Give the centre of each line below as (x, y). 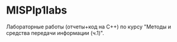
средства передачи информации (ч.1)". (55, 33)
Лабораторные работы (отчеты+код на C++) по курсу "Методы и (89, 27)
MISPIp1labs (37, 10)
